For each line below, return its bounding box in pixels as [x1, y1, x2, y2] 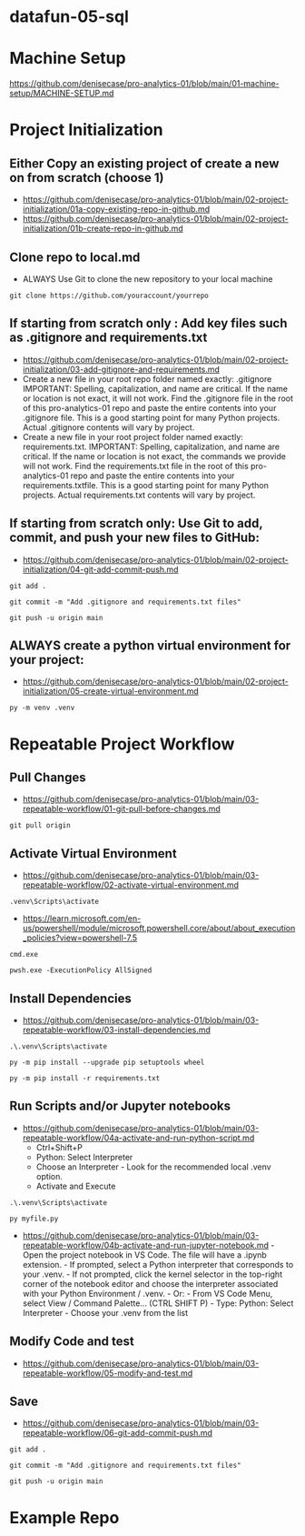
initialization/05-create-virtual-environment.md [22, 686, 200, 697]
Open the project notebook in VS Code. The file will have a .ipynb [22, 1249, 268, 1260]
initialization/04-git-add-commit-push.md [22, 564, 179, 575]
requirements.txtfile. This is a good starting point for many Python [22, 479, 270, 490]
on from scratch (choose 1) [9, 170, 165, 186]
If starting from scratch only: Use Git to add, [9, 516, 263, 531]
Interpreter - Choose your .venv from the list [22, 1307, 189, 1318]
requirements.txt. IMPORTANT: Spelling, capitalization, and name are [22, 441, 280, 452]
